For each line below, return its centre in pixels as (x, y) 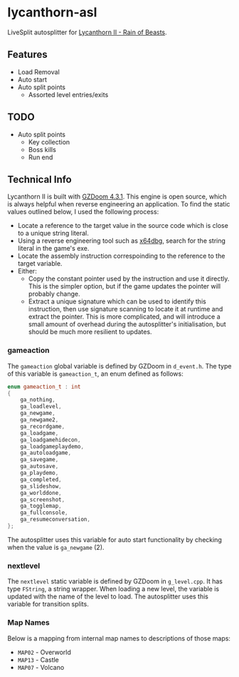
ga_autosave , (39, 466)
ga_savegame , (39, 460)
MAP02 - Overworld (44, 652)
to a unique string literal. (53, 234)
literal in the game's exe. (53, 249)
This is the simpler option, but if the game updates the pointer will (124, 286)
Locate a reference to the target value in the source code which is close (123, 226)
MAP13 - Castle (38, 660)
